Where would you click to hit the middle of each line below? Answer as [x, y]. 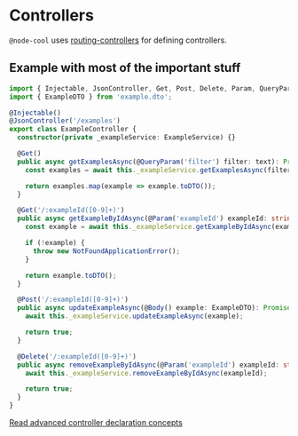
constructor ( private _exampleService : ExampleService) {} [127, 138]
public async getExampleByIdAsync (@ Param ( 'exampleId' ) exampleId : [142, 218]
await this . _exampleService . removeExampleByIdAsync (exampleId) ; [146, 373]
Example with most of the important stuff [125, 68]
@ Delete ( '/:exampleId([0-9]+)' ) [77, 356]
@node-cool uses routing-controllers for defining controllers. [118, 40]
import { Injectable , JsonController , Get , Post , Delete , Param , [132, 88]
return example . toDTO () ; [71, 275]
